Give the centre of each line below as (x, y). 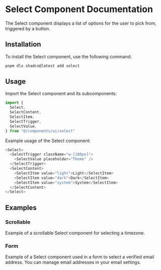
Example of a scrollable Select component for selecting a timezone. (75, 233)
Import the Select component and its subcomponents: (61, 94)
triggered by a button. (28, 28)
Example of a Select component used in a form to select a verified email (80, 257)
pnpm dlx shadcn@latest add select (43, 66)
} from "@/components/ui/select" (40, 131)
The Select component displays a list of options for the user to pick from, (81, 23)
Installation (23, 45)
